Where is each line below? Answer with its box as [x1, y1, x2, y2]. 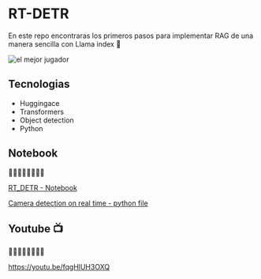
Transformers [19, 107, 65, 116]
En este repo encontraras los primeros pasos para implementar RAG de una [8, 31, 254, 40]
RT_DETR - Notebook [8, 183, 77, 192]
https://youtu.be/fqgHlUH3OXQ [8, 262, 110, 272]
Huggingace [19, 98, 60, 107]
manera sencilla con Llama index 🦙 [8, 39, 121, 48]
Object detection [19, 115, 75, 125]
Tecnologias [8, 77, 70, 91]
